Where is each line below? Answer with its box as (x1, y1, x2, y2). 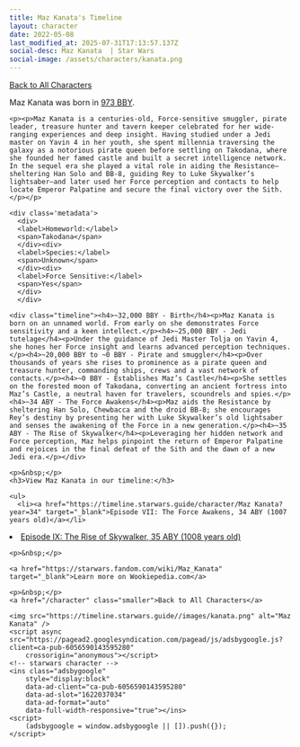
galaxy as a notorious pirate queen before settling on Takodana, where (9, 146, 287, 155)
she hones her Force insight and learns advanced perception (9, 342, 243, 351)
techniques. (246, 342, 292, 351)
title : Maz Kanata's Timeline (9, 13, 123, 22)
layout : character (9, 22, 78, 31)
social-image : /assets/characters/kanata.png (9, 55, 182, 64)
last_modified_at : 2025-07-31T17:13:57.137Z (9, 38, 179, 48)
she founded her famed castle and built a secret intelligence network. (9, 154, 287, 163)
